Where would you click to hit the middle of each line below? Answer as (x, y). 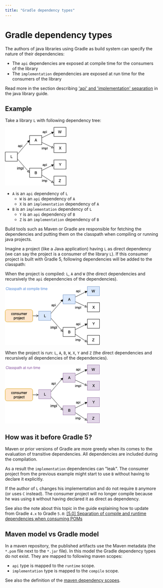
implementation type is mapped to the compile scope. (65, 571)
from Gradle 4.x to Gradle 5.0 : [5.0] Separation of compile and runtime (76, 514)
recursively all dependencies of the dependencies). (57, 358)
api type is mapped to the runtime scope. (54, 566)
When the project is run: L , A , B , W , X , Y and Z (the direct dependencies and (79, 353)
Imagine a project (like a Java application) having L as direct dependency (78, 249)
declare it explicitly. (24, 479)
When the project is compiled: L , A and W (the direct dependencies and (75, 274)
